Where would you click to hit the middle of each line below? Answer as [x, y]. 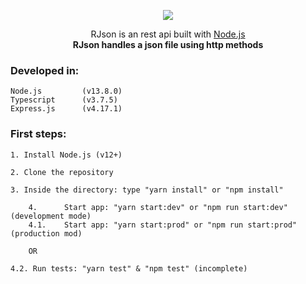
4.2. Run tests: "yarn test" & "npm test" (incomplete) [129, 268]
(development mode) [51, 216]
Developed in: [45, 70]
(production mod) [46, 233]
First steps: [38, 134]
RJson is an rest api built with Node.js [168, 34]
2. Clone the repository [62, 172]
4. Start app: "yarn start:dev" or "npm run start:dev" [158, 207]
